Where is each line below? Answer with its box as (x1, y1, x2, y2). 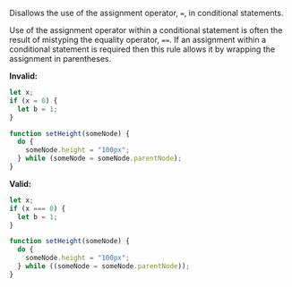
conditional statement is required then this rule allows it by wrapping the (9, 44, 276, 55)
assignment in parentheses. (9, 54, 112, 63)
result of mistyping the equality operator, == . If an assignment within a (9, 35, 267, 45)
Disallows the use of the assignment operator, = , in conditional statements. (9, 8, 284, 18)
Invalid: (9, 71, 38, 81)
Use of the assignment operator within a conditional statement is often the (9, 25, 283, 35)
